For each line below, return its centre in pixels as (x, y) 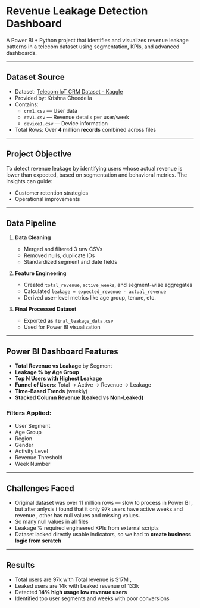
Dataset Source (35, 77)
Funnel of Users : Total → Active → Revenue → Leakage (83, 385)
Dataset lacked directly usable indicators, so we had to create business (103, 535)
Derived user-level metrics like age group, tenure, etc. (90, 298)
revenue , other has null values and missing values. (77, 516)
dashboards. (22, 53)
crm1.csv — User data (50, 110)
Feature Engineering (40, 273)
